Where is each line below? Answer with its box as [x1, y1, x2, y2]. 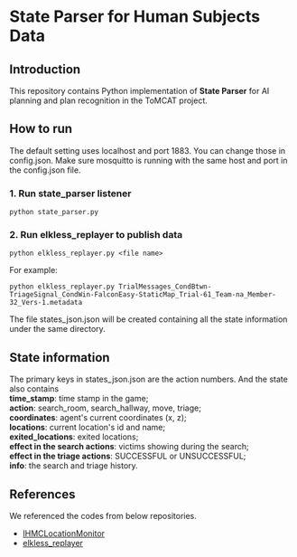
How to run [9, 121, 73, 137]
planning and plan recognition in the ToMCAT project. [9, 95, 208, 106]
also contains [9, 383, 60, 394]
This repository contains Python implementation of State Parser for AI [9, 86, 270, 96]
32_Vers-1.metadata [9, 298, 83, 307]
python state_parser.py [9, 208, 99, 217]
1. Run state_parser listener [9, 187, 132, 200]
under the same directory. [9, 324, 106, 335]
